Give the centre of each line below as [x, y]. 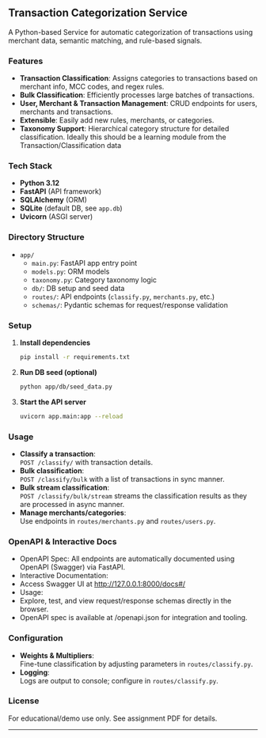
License [24, 701]
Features [26, 61]
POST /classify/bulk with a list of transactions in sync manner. [122, 479]
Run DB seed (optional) [58, 372]
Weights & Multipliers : [57, 655]
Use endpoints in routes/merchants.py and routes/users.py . [118, 520]
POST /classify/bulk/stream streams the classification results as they [133, 496]
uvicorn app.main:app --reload [71, 416]
